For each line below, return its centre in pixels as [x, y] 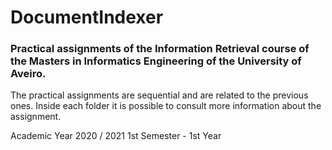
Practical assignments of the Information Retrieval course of [160, 49]
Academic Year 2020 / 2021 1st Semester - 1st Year [116, 136]
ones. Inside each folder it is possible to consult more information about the [166, 106]
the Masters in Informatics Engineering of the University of [156, 61]
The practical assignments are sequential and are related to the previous [159, 95]
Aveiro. [28, 74]
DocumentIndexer [87, 17]
